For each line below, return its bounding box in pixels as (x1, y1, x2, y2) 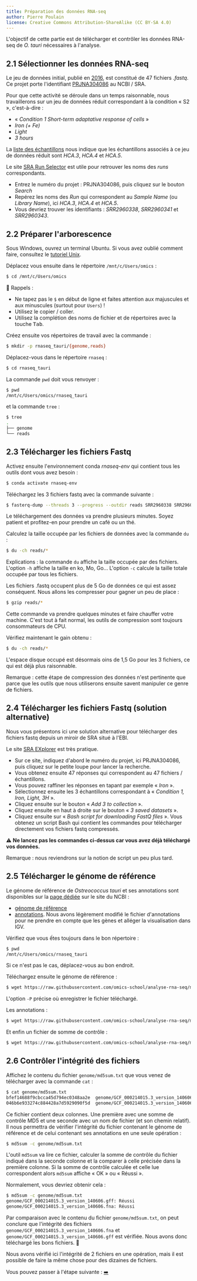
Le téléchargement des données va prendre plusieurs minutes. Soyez (6, 512, 174, 519)
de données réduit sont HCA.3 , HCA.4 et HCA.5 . (6, 152, 123, 159)
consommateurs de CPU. (6, 623, 67, 630)
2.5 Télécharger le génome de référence (6, 871, 156, 881)
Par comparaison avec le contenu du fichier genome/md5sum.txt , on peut (6, 1214, 179, 1221)
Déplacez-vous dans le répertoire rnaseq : (6, 354, 107, 361)
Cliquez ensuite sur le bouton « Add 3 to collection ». (14, 800, 143, 807)
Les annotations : (6, 1007, 48, 1014)
